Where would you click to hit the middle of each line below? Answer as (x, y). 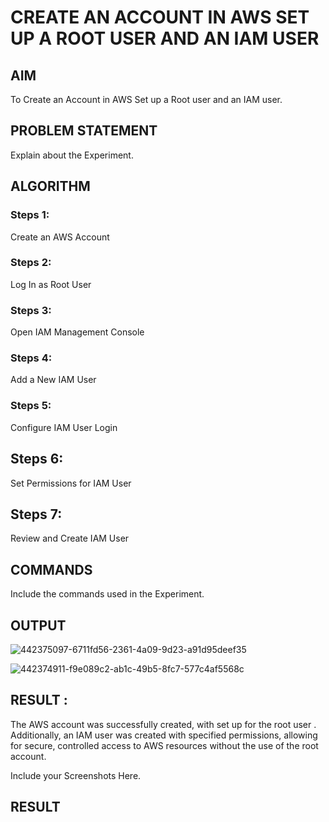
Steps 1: (30, 215)
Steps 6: (37, 459)
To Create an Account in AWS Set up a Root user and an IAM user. (146, 99)
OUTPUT (38, 625)
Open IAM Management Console (77, 332)
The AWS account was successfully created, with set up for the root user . (163, 724)
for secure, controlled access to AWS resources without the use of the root (164, 745)
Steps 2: (31, 263)
